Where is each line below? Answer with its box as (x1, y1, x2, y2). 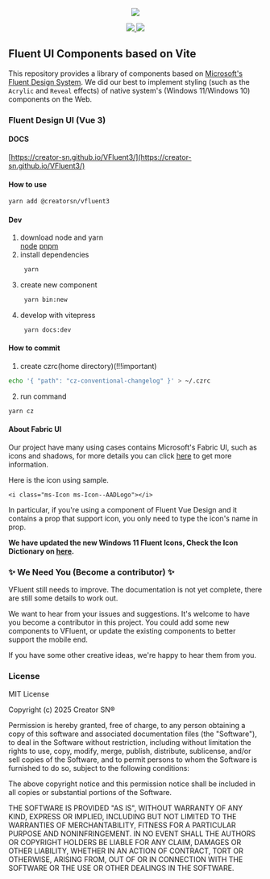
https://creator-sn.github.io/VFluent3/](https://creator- (10, 152, 192, 161)
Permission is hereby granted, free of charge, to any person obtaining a (8, 720, 246, 730)
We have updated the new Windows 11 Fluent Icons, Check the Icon (8, 538, 239, 547)
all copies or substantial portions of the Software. (8, 787, 172, 797)
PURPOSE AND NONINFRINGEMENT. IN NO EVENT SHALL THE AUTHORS (8, 828, 256, 839)
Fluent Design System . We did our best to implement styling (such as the (8, 77, 250, 86)
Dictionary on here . (8, 546, 75, 556)
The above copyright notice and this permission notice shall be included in (8, 779, 255, 789)
